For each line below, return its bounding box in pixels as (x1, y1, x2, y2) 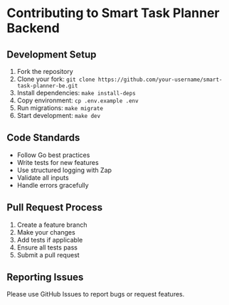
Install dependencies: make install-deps (16, 89, 136, 97)
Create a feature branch (16, 220, 87, 229)
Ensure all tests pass (16, 243, 78, 252)
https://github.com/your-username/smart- (97, 76, 223, 83)
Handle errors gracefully (16, 181, 90, 189)
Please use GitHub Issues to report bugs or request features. (6, 290, 185, 299)
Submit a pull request (16, 250, 80, 259)
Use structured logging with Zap (16, 166, 112, 174)
